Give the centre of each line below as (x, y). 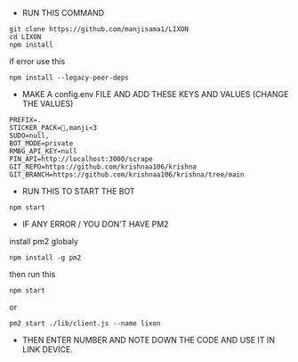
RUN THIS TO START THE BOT (78, 191)
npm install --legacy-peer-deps (69, 78)
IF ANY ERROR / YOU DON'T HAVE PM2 (95, 224)
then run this (32, 274)
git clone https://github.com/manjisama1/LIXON (99, 29)
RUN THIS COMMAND (63, 13)
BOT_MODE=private (41, 144)
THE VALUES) (48, 103)
